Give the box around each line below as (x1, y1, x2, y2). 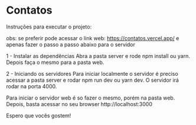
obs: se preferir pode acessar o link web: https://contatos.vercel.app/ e (6, 34, 179, 41)
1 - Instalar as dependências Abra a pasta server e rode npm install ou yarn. (6, 52, 191, 59)
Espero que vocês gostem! (6, 112, 71, 119)
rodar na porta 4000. (6, 82, 57, 89)
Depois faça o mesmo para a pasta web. (6, 59, 104, 66)
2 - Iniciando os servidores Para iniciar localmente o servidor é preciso (6, 70, 178, 77)
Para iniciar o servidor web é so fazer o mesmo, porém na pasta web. (6, 94, 175, 101)
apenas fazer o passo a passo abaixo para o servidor (6, 41, 136, 48)
